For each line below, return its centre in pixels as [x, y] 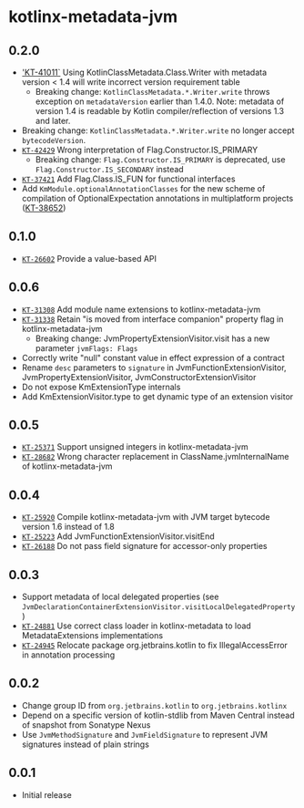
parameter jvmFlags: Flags [86, 347]
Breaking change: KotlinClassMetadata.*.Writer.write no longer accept [158, 130]
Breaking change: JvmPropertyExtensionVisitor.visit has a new [152, 338]
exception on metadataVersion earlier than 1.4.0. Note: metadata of [160, 101]
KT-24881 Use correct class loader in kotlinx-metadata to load [136, 626]
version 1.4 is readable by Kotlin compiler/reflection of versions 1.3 [159, 111]
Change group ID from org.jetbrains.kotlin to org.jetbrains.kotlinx [154, 705]
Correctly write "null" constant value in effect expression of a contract [153, 357]
